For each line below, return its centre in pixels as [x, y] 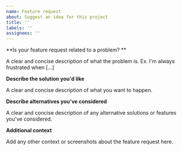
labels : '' [19, 28]
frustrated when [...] [30, 67]
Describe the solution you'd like [45, 79]
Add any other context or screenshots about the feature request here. [90, 142]
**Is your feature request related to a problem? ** [66, 50]
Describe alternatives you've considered [57, 102]
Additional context [29, 131]
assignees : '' [23, 33]
